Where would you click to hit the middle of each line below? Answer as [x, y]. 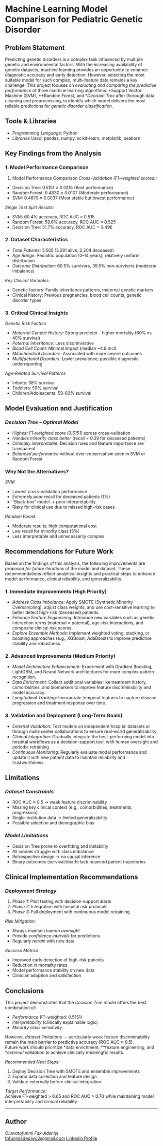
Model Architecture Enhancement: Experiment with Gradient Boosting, [82, 667]
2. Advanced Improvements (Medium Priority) [60, 656]
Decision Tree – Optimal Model [42, 422]
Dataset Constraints [30, 792]
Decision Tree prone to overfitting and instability [60, 846]
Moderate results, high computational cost [54, 526]
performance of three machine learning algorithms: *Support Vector [73, 90]
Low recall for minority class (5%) [46, 531]
